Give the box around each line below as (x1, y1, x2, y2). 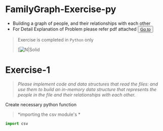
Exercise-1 (5, 64, 51, 76)
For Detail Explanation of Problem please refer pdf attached (12, 26, 137, 32)
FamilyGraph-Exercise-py (5, 4, 116, 15)
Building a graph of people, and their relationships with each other (12, 20, 151, 26)
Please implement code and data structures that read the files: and (17, 81, 158, 87)
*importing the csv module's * (17, 111, 81, 117)
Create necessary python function (5, 101, 77, 107)
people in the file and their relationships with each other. (17, 92, 136, 98)
